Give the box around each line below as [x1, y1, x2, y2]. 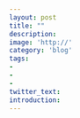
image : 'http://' [9, 37, 73, 47]
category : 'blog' [9, 46, 73, 55]
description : [9, 29, 57, 38]
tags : [9, 54, 29, 63]
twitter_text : [9, 87, 62, 96]
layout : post [9, 12, 57, 22]
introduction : [9, 95, 62, 105]
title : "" [9, 21, 46, 30]
